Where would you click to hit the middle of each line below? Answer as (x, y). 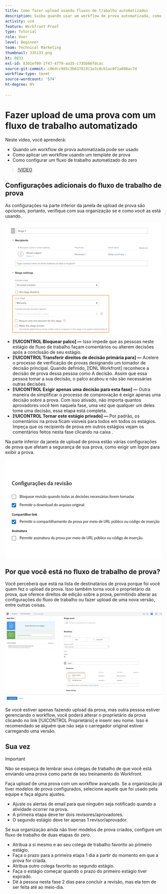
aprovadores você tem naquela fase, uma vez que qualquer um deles (83, 405)
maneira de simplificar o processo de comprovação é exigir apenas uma (86, 394)
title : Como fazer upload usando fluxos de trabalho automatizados (77, 11)
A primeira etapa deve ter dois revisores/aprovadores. (68, 814)
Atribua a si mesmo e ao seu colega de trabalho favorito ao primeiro (82, 844)
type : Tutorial (21, 32)
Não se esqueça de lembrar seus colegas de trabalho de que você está (79, 768)
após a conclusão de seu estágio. (47, 352)
